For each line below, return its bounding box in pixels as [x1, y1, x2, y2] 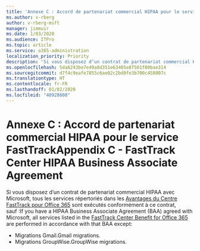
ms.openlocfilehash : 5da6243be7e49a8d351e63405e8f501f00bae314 [6, 64, 167, 71]
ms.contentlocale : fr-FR [6, 81, 68, 87]
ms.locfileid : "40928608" [6, 92, 70, 98]
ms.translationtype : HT [6, 75, 65, 81]
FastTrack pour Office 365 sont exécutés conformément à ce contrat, [6, 201, 177, 208]
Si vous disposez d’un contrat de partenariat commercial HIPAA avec [6, 188, 175, 195]
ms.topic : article [6, 42, 52, 48]
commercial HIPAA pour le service [6, 130, 179, 144]
